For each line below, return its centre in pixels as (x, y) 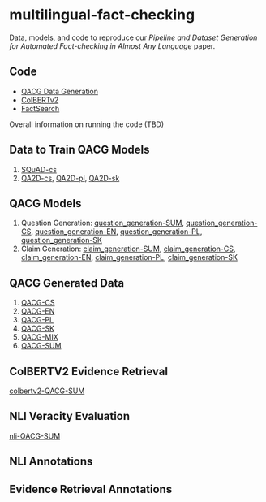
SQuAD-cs (39, 169)
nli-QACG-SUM (35, 435)
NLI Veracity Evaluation (70, 416)
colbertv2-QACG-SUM (47, 391)
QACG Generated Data (67, 283)
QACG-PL (37, 320)
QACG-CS (38, 303)
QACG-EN (38, 311)
